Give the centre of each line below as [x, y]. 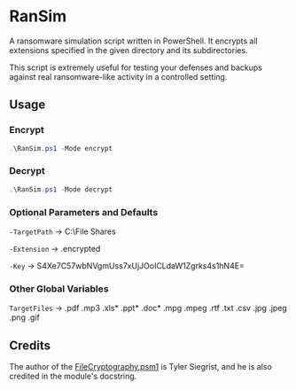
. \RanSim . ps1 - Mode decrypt [61, 189]
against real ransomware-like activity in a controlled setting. [118, 76]
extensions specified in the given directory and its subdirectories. [129, 50]
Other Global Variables [59, 288]
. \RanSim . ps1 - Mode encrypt [61, 148]
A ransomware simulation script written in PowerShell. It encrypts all [134, 41]
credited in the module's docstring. [73, 376]
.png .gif [24, 317]
